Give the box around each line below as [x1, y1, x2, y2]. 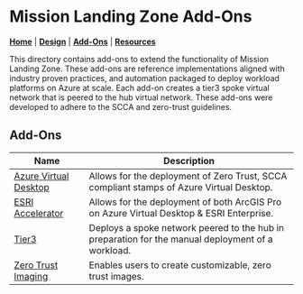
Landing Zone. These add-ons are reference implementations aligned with [9, 63, 286, 74]
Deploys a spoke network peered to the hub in [88, 221, 285, 234]
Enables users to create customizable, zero [88, 259, 272, 271]
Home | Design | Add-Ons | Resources [9, 36, 156, 47]
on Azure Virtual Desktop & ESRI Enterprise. [88, 207, 274, 219]
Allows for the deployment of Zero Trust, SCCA [88, 170, 288, 182]
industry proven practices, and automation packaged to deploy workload [9, 72, 280, 83]
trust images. [88, 270, 144, 282]
